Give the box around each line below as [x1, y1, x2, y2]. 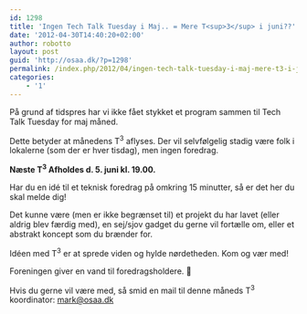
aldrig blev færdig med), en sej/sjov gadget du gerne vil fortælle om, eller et [9, 218, 295, 229]
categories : [9, 73, 55, 82]
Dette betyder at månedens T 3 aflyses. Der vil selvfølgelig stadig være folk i [9, 133, 295, 146]
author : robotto [9, 38, 71, 48]
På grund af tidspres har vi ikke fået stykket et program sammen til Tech [9, 106, 281, 117]
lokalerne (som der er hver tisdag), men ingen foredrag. [9, 145, 219, 156]
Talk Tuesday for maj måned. [9, 116, 119, 127]
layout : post [9, 47, 59, 57]
